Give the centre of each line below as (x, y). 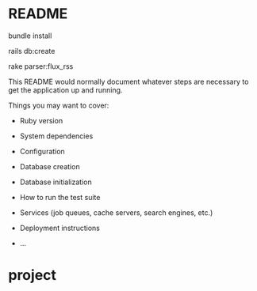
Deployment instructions (60, 228)
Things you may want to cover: (59, 105)
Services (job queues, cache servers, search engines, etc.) (116, 212)
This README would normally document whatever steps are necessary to (128, 81)
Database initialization (56, 182)
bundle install (30, 36)
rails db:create (32, 51)
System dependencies (56, 136)
